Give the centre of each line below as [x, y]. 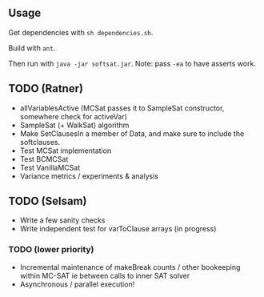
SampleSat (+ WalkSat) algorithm [74, 125]
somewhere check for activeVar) [74, 116]
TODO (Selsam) [48, 201]
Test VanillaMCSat [50, 167]
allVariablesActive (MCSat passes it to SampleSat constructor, [122, 108]
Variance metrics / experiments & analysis [89, 176]
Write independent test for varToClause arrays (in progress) [118, 229]
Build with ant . [32, 48]
